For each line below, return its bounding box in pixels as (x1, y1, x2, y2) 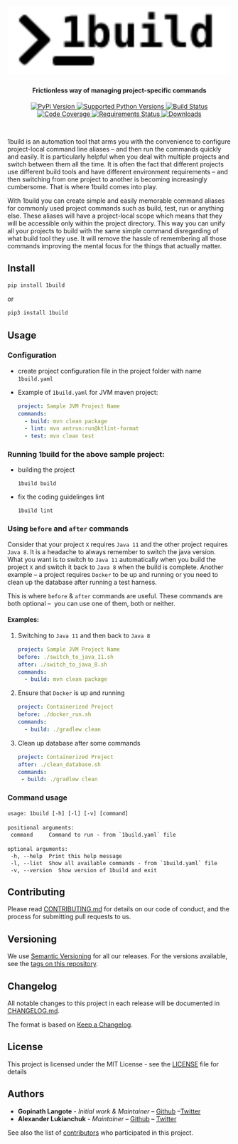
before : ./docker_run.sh (17, 711, 92, 719)
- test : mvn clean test (24, 433, 94, 440)
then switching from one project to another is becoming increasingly (7, 175, 207, 184)
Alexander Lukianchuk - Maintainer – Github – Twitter (17, 1114, 177, 1123)
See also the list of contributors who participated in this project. (7, 1128, 194, 1137)
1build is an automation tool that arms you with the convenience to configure (7, 137, 231, 146)
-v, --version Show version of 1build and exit (10, 867, 158, 874)
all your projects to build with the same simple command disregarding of (7, 226, 219, 235)
